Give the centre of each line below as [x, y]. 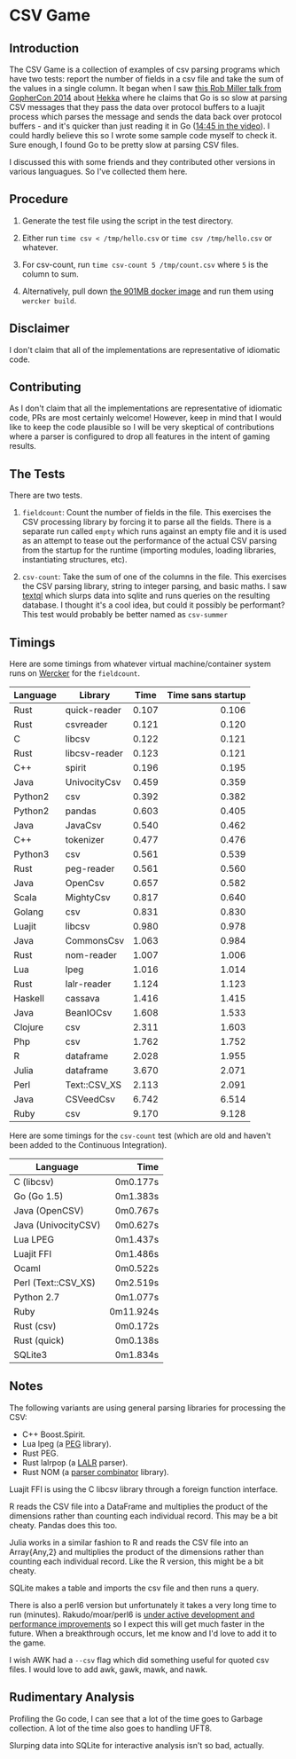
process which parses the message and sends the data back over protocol [145, 117]
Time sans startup [206, 695]
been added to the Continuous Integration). [88, 1145]
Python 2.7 [37, 1298]
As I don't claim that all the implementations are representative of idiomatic [146, 408]
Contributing [45, 387]
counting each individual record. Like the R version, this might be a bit [136, 1561]
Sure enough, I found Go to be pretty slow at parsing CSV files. [124, 145]
